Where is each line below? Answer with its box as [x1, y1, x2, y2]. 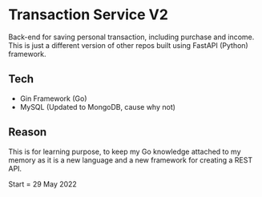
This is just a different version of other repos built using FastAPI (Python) [8, 40, 248, 50]
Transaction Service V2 [8, 6, 168, 24]
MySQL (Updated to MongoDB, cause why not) [19, 102, 176, 111]
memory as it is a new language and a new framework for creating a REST [8, 155, 253, 165]
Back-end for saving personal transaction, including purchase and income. [8, 32, 255, 42]
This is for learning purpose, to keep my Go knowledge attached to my [8, 147, 242, 156]
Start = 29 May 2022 [8, 179, 78, 189]
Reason [8, 126, 47, 139]
